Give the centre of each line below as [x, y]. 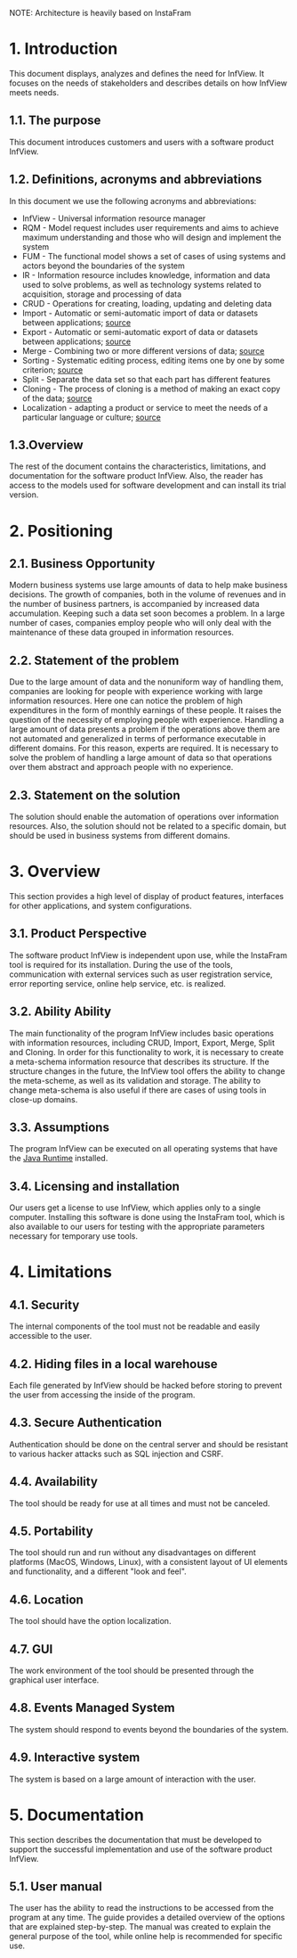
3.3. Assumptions [59, 1127]
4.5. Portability [51, 1532]
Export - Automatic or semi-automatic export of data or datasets [140, 332]
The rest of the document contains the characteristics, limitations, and [138, 466]
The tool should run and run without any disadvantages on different [132, 1552]
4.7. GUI [31, 1649]
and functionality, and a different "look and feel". [98, 1571]
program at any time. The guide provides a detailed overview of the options [147, 1917]
